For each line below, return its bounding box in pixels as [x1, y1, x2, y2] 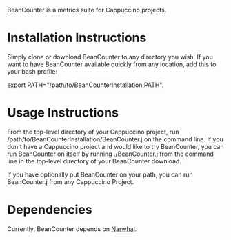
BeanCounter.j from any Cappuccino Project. [7, 177, 134, 186]
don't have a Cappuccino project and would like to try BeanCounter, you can [7, 142, 224, 150]
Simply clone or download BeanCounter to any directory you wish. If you [7, 52, 214, 61]
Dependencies [7, 202, 92, 218]
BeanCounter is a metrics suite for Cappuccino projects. [7, 6, 167, 14]
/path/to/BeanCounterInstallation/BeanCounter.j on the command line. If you [7, 134, 224, 143]
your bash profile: [7, 67, 57, 75]
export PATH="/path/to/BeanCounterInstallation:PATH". [7, 81, 164, 89]
